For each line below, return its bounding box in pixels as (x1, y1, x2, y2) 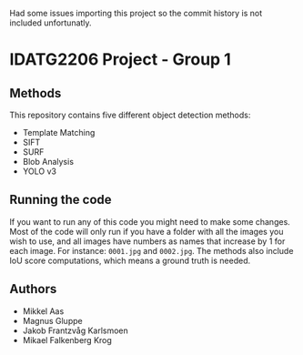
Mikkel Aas (22, 305, 65, 317)
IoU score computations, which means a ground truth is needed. (9, 255, 251, 266)
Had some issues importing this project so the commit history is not (9, 8, 263, 18)
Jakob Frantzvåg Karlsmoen (22, 325, 129, 336)
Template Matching (22, 127, 96, 137)
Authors (9, 281, 57, 297)
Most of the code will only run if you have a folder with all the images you (9, 226, 284, 237)
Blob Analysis (22, 157, 75, 167)
